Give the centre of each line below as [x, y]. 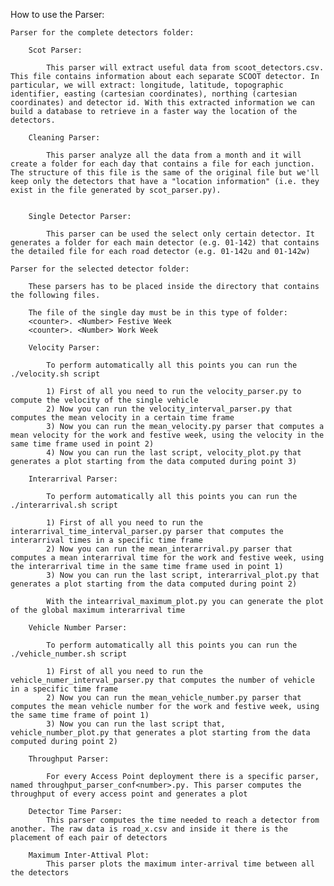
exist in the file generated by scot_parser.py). [116, 190]
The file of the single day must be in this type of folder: [158, 313]
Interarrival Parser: [73, 479]
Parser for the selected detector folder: [100, 269]
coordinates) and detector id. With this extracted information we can [162, 103]
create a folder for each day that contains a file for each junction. [162, 164]
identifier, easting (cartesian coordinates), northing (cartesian [154, 94]
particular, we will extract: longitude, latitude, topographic [147, 85]
